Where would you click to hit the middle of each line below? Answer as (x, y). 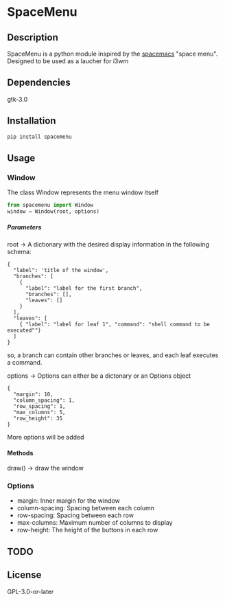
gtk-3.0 (17, 99)
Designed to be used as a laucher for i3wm (68, 61)
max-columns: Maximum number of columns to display (95, 523)
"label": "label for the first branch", (84, 288)
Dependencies (39, 83)
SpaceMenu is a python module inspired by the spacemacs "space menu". (113, 54)
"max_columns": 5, (40, 412)
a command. (25, 362)
